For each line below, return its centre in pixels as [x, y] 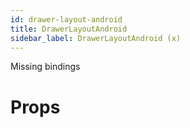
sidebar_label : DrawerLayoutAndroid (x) [96, 38]
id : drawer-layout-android [66, 19]
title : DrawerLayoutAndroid [69, 29]
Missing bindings [45, 67]
